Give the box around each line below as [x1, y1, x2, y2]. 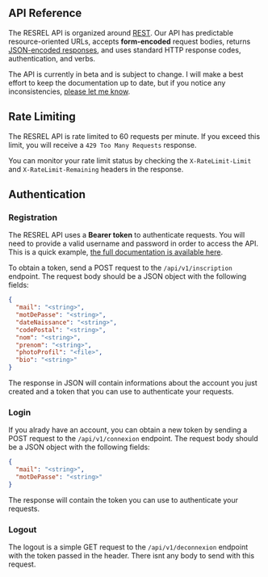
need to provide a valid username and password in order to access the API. [8, 238, 259, 249]
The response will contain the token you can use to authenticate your [8, 495, 239, 504]
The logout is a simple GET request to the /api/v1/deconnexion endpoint [8, 542, 249, 552]
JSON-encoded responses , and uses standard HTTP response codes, [8, 44, 241, 55]
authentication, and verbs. [8, 53, 95, 63]
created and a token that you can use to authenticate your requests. [8, 387, 234, 397]
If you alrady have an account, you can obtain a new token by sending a [8, 425, 248, 435]
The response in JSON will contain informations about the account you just [8, 378, 258, 388]
